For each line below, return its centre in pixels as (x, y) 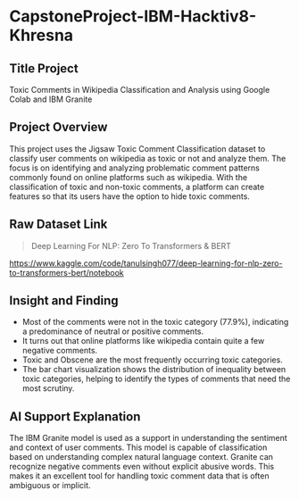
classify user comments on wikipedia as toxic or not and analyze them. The (148, 158)
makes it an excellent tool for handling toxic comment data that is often (139, 476)
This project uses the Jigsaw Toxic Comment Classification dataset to (137, 148)
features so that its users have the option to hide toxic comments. (129, 196)
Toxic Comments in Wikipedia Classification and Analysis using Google (140, 90)
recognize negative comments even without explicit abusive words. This (142, 467)
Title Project (44, 68)
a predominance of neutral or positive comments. (112, 331)
